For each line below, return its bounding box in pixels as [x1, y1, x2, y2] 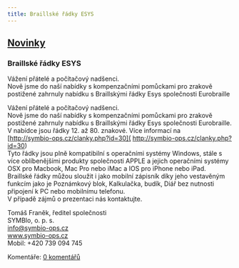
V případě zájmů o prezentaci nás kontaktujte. [7, 194, 143, 204]
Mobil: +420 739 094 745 [7, 239, 83, 247]
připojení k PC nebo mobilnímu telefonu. [7, 187, 126, 196]
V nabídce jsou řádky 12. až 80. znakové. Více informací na [7, 126, 180, 135]
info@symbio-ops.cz [7, 224, 69, 232]
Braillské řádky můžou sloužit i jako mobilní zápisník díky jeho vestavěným [7, 172, 225, 181]
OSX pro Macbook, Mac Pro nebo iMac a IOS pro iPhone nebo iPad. [7, 164, 207, 173]
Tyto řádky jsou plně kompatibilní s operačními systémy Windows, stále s [7, 149, 223, 158]
